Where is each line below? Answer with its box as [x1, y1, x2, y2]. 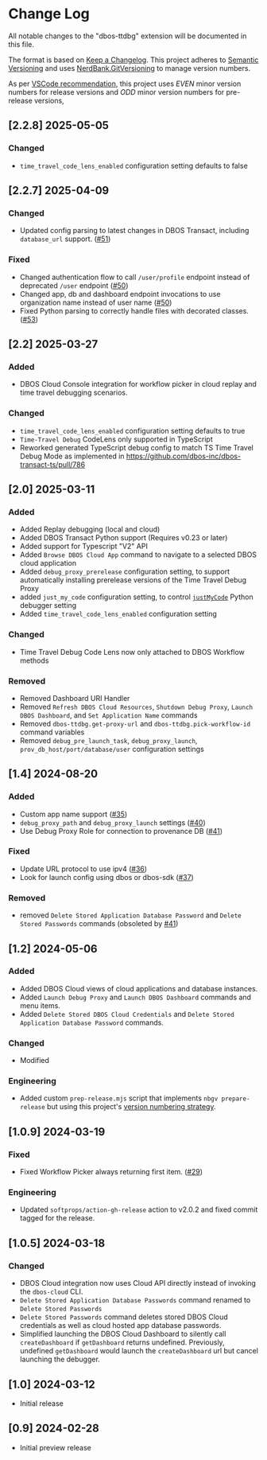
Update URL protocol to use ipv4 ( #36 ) [19, 864, 148, 874]
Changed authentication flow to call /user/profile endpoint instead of [19, 272, 250, 282]
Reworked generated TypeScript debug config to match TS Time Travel [19, 442, 254, 452]
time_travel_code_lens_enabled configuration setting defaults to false [19, 161, 248, 170]
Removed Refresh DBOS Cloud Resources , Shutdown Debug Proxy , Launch [19, 702, 253, 711]
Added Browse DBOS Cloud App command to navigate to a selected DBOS [19, 550, 257, 559]
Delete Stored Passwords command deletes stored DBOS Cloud [19, 1312, 228, 1322]
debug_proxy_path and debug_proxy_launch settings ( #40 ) [19, 817, 206, 827]
